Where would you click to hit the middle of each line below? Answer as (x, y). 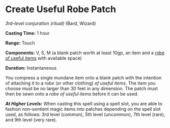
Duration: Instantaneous (31, 68)
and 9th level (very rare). (31, 119)
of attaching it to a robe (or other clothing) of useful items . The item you (81, 83)
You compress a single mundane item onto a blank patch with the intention (83, 77)
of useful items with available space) (44, 58)
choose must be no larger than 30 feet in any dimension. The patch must (82, 88)
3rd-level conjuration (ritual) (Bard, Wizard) (51, 23)
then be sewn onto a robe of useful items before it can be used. (72, 94)
